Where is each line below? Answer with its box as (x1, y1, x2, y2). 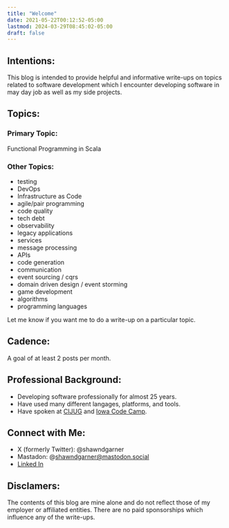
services (17, 236, 42, 245)
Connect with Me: (7, 427, 86, 439)
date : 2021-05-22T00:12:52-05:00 (7, 17, 104, 23)
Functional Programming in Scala (7, 144, 102, 153)
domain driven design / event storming (17, 281, 128, 289)
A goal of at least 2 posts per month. (7, 354, 111, 362)
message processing (17, 243, 77, 252)
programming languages (17, 302, 88, 311)
